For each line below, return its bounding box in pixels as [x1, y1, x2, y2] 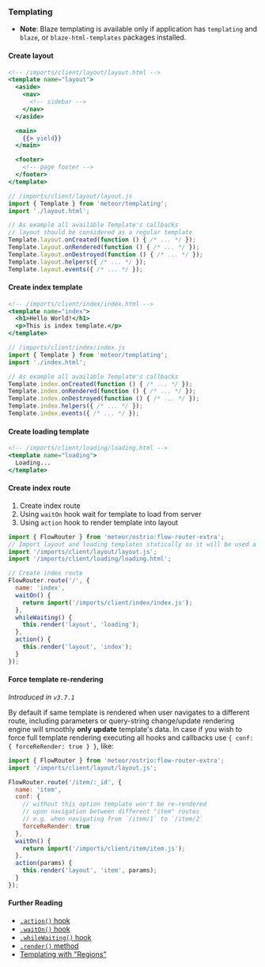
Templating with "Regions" [19, 950, 107, 959]
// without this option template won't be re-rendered [22, 800, 207, 809]
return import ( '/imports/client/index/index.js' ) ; [22, 598, 193, 607]
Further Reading [8, 898, 63, 908]
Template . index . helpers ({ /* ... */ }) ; [8, 402, 144, 410]
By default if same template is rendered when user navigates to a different [8, 707, 250, 717]
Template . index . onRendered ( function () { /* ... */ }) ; [8, 387, 196, 396]
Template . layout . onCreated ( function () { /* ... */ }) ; [8, 236, 196, 244]
